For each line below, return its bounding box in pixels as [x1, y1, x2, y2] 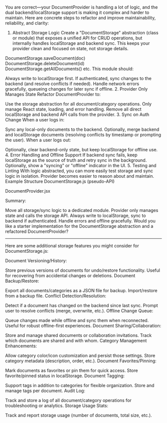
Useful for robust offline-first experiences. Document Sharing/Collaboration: [5, 323, 162, 328]
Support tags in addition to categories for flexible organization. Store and [5, 383, 155, 388]
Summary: [5, 198, 26, 204]
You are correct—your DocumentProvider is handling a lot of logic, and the [5, 4, 158, 10]
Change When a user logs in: [5, 117, 65, 122]
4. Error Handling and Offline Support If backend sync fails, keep [5, 152, 138, 158]
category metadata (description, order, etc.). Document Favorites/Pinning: [5, 358, 157, 364]
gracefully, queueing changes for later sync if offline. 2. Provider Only [5, 86, 148, 92]
